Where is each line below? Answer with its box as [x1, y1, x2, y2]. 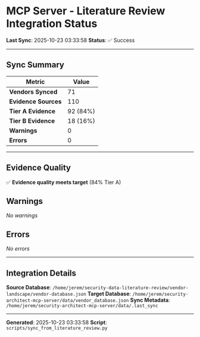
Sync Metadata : [130, 296, 171, 304]
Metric [26, 78, 45, 86]
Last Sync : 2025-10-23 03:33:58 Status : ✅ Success [6, 36, 135, 44]
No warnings [6, 212, 38, 219]
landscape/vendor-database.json [6, 291, 86, 297]
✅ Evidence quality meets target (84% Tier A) [6, 178, 121, 185]
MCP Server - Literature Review [6, 4, 165, 18]
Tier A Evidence [9, 107, 55, 115]
